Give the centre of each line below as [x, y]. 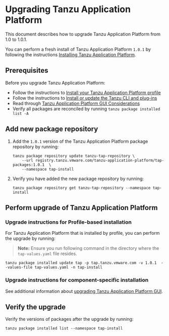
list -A [20, 113]
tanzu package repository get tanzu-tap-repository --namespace [81, 188]
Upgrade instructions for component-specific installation [77, 280]
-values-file [19, 267]
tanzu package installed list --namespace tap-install [64, 328]
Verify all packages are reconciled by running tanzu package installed [86, 109]
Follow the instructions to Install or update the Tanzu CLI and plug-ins [85, 98]
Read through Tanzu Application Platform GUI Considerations [76, 103]
